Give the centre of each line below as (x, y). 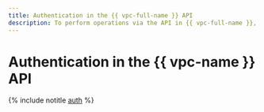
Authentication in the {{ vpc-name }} (132, 62)
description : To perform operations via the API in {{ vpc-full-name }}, (133, 23)
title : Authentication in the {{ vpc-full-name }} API (101, 15)
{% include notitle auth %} (52, 100)
